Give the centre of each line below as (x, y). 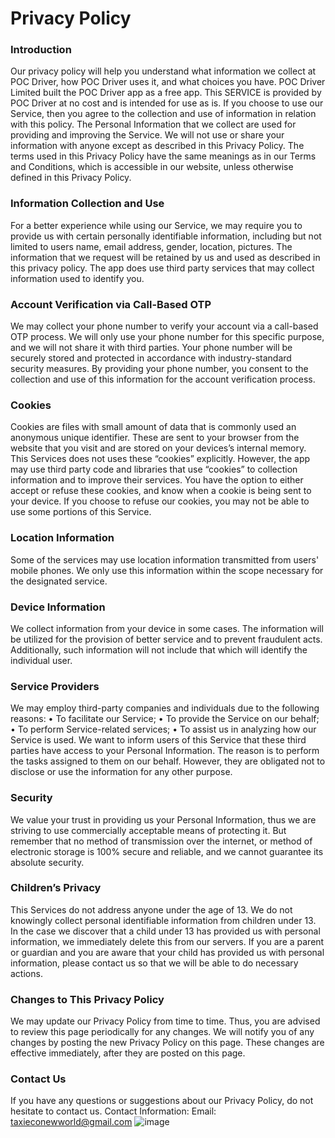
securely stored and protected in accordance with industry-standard (151, 358)
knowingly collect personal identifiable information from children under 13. (163, 920)
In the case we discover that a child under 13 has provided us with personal (165, 931)
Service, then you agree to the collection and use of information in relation (163, 114)
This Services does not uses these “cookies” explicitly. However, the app (160, 459)
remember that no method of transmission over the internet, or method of (161, 841)
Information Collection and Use (87, 204)
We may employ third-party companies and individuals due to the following (165, 708)
